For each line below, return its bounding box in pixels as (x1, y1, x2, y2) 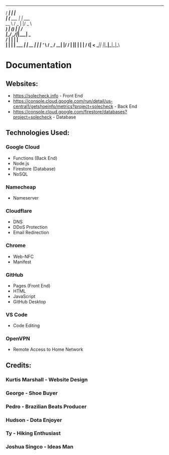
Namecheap (6, 184, 37, 191)
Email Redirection (13, 229, 49, 236)
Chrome (6, 242, 26, 249)
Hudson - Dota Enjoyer (6, 416, 62, 423)
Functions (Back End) (13, 155, 58, 161)
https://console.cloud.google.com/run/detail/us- (13, 98, 113, 104)
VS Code (6, 311, 28, 318)
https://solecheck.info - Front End (13, 93, 83, 98)
